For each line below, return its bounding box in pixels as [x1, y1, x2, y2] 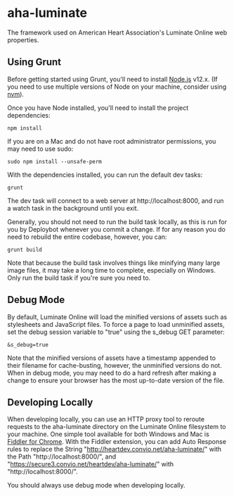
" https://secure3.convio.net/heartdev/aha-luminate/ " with [7, 460, 174, 469]
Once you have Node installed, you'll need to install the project [7, 104, 189, 112]
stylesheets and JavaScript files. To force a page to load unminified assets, [7, 320, 225, 328]
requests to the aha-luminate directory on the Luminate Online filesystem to [7, 423, 226, 431]
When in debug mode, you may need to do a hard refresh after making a [7, 368, 216, 377]
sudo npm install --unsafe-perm [7, 158, 102, 165]
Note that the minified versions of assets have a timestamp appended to [7, 354, 216, 362]
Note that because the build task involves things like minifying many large [7, 259, 221, 267]
